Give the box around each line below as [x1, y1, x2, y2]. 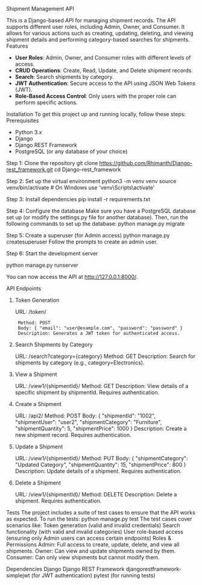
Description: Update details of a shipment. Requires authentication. [14, 468, 182, 475]
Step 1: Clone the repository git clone [6, 160, 98, 166]
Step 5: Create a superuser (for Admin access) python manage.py [6, 232, 170, 239]
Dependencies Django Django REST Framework [6, 566, 125, 572]
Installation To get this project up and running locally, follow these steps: [6, 111, 186, 117]
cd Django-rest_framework [54, 166, 121, 173]
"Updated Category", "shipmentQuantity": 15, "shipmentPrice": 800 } [14, 461, 186, 468]
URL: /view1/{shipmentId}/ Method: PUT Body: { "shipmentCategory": [14, 455, 188, 461]
